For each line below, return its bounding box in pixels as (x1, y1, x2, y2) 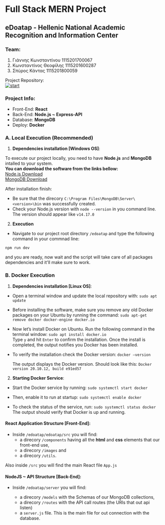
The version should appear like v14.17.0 (12, 211, 95, 217)
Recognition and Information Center (5, 31, 118, 39)
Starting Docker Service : (12, 375, 64, 381)
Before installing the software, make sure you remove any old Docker (12, 307, 154, 313)
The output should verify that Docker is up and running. (12, 409, 126, 415)
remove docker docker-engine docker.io (12, 317, 95, 322)
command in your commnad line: (12, 236, 80, 242)
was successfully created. (42, 201, 96, 207)
